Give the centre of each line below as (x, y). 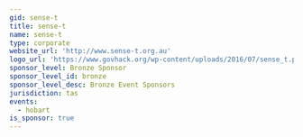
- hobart (34, 110)
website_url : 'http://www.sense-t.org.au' (90, 51)
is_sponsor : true (42, 118)
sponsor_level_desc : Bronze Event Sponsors (92, 85)
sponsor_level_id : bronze (58, 77)
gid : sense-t (34, 18)
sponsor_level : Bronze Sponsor (68, 68)
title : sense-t (38, 26)
